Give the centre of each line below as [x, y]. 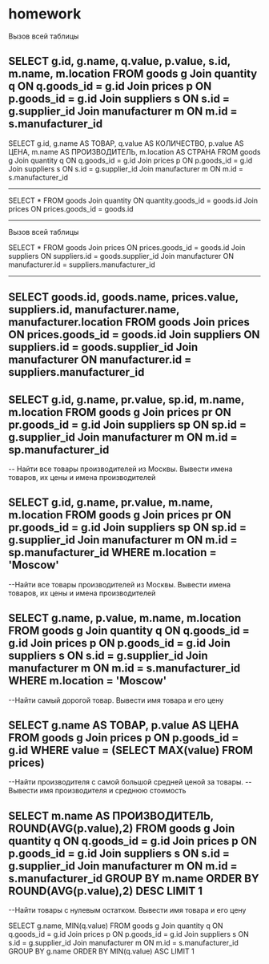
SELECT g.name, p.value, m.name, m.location [125, 618]
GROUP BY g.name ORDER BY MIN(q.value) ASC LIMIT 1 [101, 951]
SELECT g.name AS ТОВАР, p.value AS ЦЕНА [124, 725]
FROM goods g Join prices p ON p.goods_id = [124, 738]
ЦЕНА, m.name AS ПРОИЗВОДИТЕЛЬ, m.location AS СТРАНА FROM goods [134, 151]
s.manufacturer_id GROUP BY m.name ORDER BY [134, 878]
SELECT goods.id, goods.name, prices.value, [123, 297]
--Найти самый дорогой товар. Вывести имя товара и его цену [116, 700]
